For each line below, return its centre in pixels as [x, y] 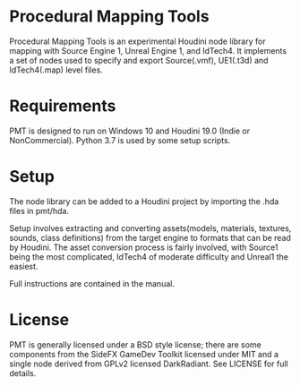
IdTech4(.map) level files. [56, 70]
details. [23, 373]
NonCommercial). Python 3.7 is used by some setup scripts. [120, 140]
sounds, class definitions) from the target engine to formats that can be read [150, 237]
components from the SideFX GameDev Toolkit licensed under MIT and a [144, 354]
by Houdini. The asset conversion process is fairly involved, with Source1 [144, 247]
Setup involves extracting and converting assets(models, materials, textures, [150, 228]
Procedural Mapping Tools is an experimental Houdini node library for [137, 41]
